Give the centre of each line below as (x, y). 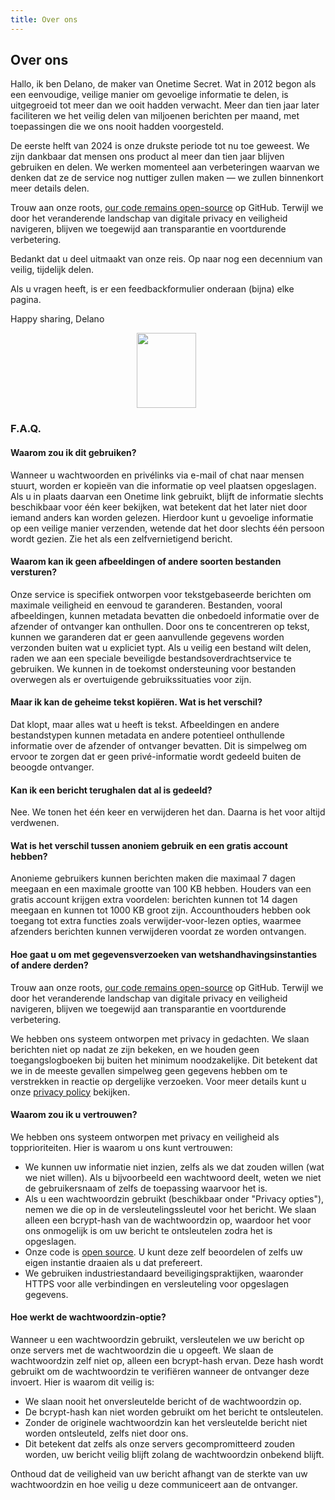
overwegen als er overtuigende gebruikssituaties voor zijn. (131, 679)
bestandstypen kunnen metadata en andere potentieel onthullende (147, 735)
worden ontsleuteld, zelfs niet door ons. (106, 1433)
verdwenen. (35, 823)
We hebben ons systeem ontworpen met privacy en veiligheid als (145, 1137)
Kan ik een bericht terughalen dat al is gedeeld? (111, 790)
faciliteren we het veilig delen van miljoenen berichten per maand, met (155, 116)
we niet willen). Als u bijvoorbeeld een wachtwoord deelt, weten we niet (173, 1177)
